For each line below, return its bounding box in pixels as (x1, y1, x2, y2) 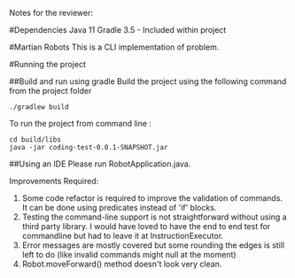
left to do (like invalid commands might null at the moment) (21, 250, 237, 259)
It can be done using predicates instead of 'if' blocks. (21, 203, 217, 212)
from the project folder (9, 86, 92, 96)
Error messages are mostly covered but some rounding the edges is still (21, 240, 285, 251)
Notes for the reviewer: (9, 8, 93, 18)
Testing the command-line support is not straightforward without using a (21, 212, 287, 222)
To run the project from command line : (9, 119, 152, 128)
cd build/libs (9, 135, 62, 144)
